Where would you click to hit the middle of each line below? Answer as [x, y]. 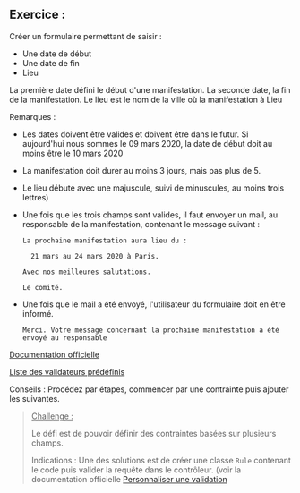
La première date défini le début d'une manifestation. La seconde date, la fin [150, 89]
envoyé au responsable [64, 338]
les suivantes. [34, 398]
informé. [38, 313]
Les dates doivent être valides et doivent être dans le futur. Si [135, 134]
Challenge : [52, 416]
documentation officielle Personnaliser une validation [129, 479]
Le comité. [43, 287]
